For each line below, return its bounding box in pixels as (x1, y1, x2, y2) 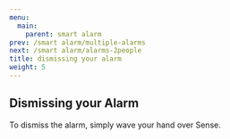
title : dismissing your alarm (9, 54, 123, 63)
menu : (9, 12, 30, 22)
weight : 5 (9, 63, 47, 72)
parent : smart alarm (25, 29, 102, 38)
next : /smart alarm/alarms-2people (9, 46, 142, 55)
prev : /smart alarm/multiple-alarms (9, 37, 146, 47)
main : (17, 21, 38, 30)
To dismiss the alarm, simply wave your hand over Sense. (9, 119, 221, 130)
